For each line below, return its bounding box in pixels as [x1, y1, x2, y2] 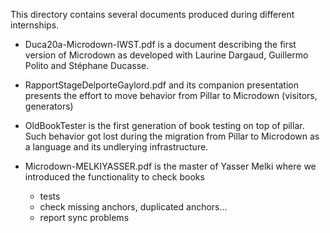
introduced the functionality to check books [24, 171, 205, 183]
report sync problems [39, 212, 130, 223]
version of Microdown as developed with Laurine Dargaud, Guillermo [24, 49, 309, 61]
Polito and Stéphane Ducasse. [24, 60, 150, 71]
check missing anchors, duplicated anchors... [39, 201, 228, 213]
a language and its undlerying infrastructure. [24, 141, 209, 153]
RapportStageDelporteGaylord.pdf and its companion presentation [24, 79, 299, 91]
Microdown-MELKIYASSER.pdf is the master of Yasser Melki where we [24, 160, 317, 172]
